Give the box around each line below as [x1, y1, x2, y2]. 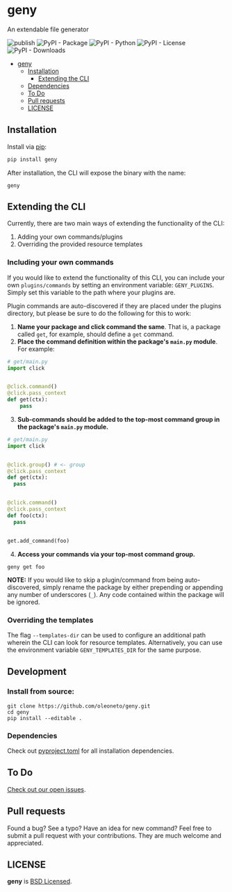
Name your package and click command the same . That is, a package [17, 322, 221, 330]
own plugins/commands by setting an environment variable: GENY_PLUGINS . [7, 280, 215, 289]
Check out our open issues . [7, 785, 86, 793]
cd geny [7, 708, 30, 715]
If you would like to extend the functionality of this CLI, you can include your [7, 273, 225, 282]
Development [7, 666, 67, 678]
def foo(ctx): [7, 512, 49, 519]
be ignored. [7, 598, 40, 606]
